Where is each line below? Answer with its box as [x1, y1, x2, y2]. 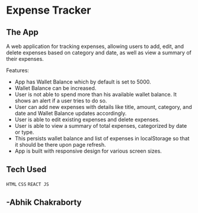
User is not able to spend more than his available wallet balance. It [14, 91, 177, 98]
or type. [14, 128, 34, 135]
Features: [6, 67, 30, 74]
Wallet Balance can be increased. [14, 85, 97, 92]
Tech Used [6, 164, 47, 175]
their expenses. [6, 56, 44, 62]
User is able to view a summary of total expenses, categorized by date [14, 122, 187, 129]
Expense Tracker [6, 4, 91, 17]
